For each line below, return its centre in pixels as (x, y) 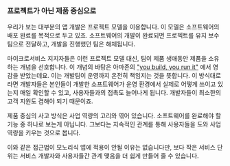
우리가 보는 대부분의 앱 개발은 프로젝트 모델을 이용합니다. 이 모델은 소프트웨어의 (113, 27)
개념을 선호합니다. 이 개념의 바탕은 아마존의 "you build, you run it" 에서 (115, 67)
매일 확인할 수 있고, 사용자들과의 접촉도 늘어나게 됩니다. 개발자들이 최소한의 (120, 93)
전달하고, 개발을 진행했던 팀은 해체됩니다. (80, 44)
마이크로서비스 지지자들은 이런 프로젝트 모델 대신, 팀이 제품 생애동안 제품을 (107, 59)
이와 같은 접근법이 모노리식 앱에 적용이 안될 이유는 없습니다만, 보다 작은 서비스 (112, 148)
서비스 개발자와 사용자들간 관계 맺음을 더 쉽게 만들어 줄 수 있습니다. (109, 156)
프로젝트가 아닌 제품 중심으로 (52, 10)
